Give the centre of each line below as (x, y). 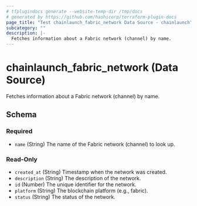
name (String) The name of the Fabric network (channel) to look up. (95, 144)
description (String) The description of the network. (78, 178)
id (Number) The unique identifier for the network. (75, 184)
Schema (21, 115)
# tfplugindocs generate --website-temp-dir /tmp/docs (74, 11)
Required (19, 131)
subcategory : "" (26, 28)
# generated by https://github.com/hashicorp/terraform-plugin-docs (91, 17)
